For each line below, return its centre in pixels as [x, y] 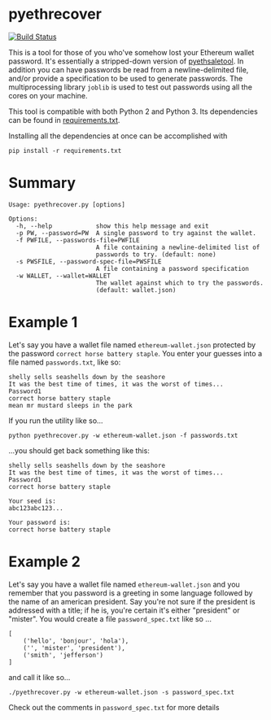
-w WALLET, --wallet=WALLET [63, 276]
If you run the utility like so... [56, 421]
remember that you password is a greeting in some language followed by [131, 593]
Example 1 [43, 323]
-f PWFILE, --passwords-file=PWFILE [78, 240]
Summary [42, 183]
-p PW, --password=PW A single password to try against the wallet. [136, 233]
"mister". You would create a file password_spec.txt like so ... [110, 618]
